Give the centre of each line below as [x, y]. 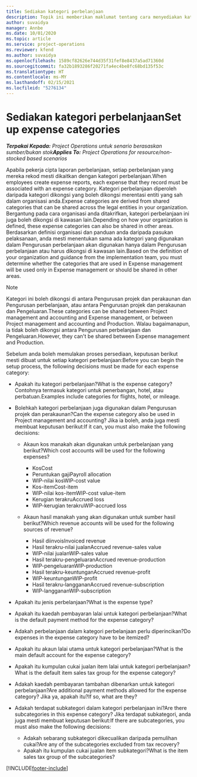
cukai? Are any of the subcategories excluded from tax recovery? [101, 744]
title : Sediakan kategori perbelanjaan [55, 11]
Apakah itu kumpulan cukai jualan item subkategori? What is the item [106, 751]
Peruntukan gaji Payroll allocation [72, 474]
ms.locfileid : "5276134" [36, 88]
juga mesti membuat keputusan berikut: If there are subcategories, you [99, 720]
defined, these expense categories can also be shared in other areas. [90, 226]
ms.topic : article [28, 39]
